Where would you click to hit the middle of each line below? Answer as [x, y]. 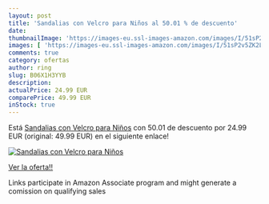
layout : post [30, 16]
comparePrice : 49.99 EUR [50, 98]
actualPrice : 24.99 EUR [48, 90]
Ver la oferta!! [31, 167]
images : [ [25, 46]
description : [30, 82]
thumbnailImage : [35, 38]
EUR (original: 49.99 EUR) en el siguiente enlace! [89, 136]
